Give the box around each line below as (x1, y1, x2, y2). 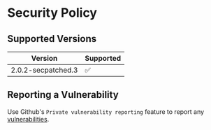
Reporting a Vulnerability (7, 89, 119, 101)
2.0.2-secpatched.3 (10, 65, 78, 75)
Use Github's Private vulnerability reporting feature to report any (7, 107, 205, 116)
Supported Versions (7, 33, 96, 45)
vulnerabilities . (7, 115, 50, 123)
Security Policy (7, 5, 98, 21)
